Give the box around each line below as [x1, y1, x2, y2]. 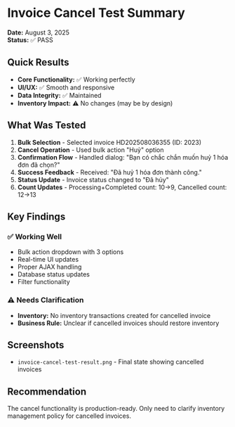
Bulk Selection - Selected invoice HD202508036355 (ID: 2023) [17, 138, 202, 146]
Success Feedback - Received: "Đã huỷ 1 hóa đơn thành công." [17, 167, 202, 177]
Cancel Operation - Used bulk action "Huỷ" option [17, 146, 164, 154]
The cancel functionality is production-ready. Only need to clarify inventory [7, 404, 225, 413]
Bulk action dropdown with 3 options [17, 248, 124, 256]
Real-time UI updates [17, 255, 79, 264]
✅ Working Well [7, 231, 62, 241]
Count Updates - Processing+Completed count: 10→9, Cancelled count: [17, 183, 227, 191]
